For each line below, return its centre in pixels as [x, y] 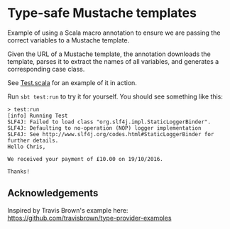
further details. [33, 140]
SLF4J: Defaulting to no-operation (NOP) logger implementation [104, 128]
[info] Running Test [38, 116]
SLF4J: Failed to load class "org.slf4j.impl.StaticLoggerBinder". [109, 122]
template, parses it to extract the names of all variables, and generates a [113, 61]
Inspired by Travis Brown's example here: [68, 210]
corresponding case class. [46, 69]
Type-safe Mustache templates [102, 13]
